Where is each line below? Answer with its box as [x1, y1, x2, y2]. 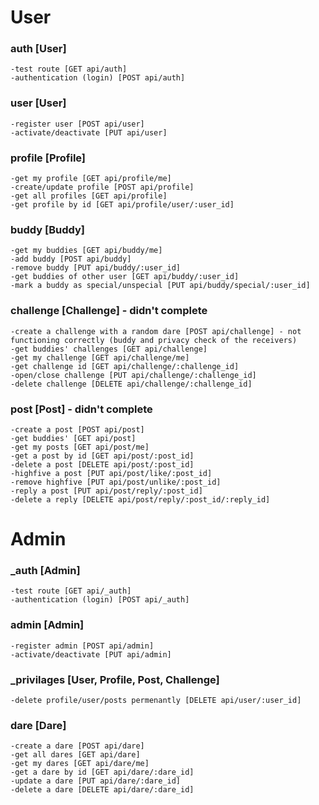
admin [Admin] [10, 618, 85, 632]
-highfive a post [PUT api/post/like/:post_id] [10, 468, 213, 478]
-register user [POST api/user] [10, 119, 145, 129]
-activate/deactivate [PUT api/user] [10, 127, 168, 138]
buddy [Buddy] [10, 223, 85, 236]
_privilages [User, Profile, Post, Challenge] [10, 672, 220, 686]
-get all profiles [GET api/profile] [10, 191, 168, 201]
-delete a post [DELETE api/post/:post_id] [10, 459, 195, 470]
